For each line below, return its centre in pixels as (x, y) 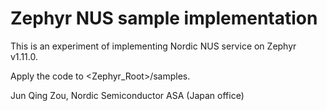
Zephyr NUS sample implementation (164, 18)
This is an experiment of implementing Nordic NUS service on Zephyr (153, 46)
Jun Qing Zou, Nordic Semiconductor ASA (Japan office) (127, 95)
